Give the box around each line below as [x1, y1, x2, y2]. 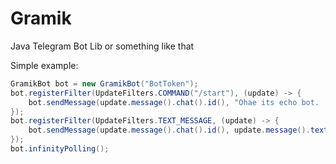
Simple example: [10, 59, 79, 71]
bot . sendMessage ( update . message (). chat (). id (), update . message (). [28, 125, 311, 136]
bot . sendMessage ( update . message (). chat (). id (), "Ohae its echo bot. [28, 97, 320, 107]
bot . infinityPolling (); [10, 144, 110, 154]
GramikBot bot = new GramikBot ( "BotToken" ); [10, 78, 199, 89]
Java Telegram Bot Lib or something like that [10, 40, 195, 52]
